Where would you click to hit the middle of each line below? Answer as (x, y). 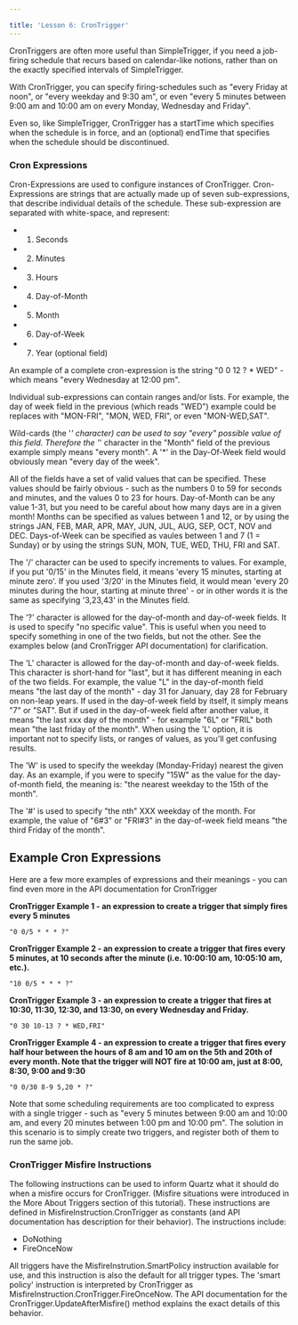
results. (23, 748)
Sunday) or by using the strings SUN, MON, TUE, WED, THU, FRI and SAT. (145, 545)
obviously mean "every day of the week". (85, 461)
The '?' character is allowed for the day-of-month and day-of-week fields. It (148, 617)
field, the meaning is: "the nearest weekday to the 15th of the (157, 784)
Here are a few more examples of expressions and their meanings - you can (148, 879)
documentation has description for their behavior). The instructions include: (148, 1222)
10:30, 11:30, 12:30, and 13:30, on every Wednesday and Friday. (129, 1009)
